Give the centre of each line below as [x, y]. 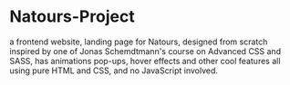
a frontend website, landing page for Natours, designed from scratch [139, 42]
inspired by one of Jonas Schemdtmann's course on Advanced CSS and [145, 51]
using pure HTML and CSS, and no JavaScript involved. [114, 71]
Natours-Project [72, 17]
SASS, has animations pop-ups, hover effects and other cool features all [145, 61]
